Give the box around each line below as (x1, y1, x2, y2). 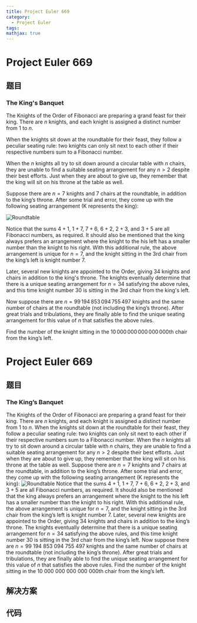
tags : (6, 25, 19, 31)
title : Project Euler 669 (6, 8, 69, 15)
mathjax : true (6, 31, 41, 36)
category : (6, 14, 31, 20)
